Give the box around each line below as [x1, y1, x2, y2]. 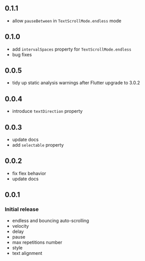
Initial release [5, 206, 39, 213]
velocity [12, 223, 29, 229]
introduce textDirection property [12, 108, 83, 114]
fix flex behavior [12, 170, 46, 176]
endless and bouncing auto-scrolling [12, 217, 90, 224]
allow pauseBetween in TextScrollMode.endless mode [12, 17, 122, 23]
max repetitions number [12, 239, 63, 245]
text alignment [12, 250, 43, 256]
